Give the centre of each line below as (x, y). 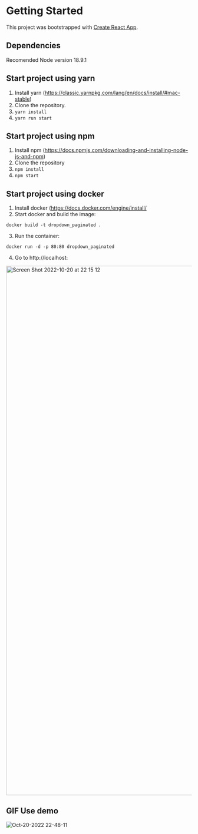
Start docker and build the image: (55, 214)
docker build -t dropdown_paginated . (54, 225)
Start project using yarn (51, 79)
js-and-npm (29, 157)
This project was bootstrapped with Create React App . (72, 27)
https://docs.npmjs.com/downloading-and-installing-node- (116, 150)
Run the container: (37, 236)
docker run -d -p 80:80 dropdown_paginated (60, 247)
